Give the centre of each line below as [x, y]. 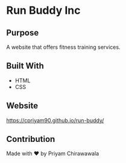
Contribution [31, 139]
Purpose [23, 33]
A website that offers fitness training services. [63, 47]
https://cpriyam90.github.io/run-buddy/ [55, 120]
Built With [25, 66]
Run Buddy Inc [43, 11]
